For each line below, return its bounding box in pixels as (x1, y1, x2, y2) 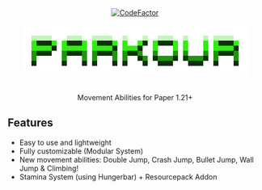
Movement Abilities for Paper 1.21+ (77, 93, 193, 102)
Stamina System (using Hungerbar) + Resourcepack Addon (19, 171, 218, 181)
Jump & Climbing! (19, 163, 78, 173)
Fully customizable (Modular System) (19, 146, 144, 156)
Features (7, 116, 53, 130)
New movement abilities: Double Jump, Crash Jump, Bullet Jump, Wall (19, 154, 254, 164)
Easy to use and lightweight (19, 137, 112, 147)
